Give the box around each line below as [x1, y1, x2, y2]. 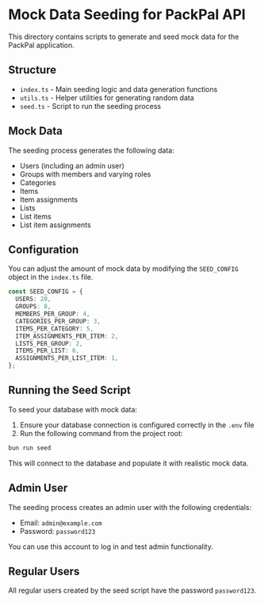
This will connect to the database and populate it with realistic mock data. [8, 458, 249, 468]
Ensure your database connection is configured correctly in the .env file [19, 419, 255, 430]
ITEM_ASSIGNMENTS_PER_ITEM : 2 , [15, 332, 119, 340]
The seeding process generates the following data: [8, 145, 174, 155]
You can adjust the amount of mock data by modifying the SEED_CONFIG [8, 264, 239, 273]
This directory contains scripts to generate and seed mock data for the [8, 32, 239, 41]
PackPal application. [8, 40, 75, 49]
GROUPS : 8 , [15, 303, 52, 311]
